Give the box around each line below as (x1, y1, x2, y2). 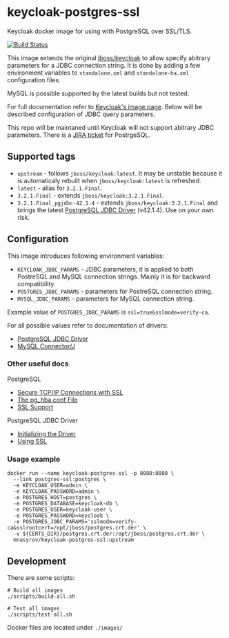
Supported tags (7, 151, 76, 162)
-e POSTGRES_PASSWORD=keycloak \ (13, 512, 110, 519)
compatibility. (17, 279, 56, 288)
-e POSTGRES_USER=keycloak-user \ (13, 506, 112, 514)
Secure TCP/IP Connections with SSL (17, 388, 123, 396)
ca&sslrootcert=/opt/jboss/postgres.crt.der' (7, 525, 140, 532)
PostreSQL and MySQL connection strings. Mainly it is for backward (17, 272, 210, 281)
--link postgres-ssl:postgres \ (13, 476, 107, 483)
